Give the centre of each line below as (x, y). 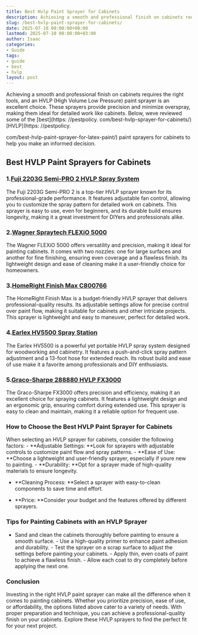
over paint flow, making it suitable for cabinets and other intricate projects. (96, 311)
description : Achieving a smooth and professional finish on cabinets (95, 17)
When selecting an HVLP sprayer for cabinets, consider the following (90, 440)
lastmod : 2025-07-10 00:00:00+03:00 (51, 34)
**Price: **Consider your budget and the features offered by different (100, 500)
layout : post (22, 77)
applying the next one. (42, 566)
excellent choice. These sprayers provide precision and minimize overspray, (98, 107)
